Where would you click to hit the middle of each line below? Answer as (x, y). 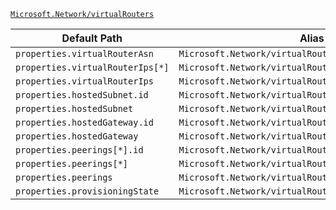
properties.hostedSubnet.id (82, 95)
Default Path (92, 38)
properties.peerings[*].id (79, 150)
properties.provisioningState (87, 191)
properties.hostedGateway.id (84, 122)
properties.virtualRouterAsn (84, 53)
